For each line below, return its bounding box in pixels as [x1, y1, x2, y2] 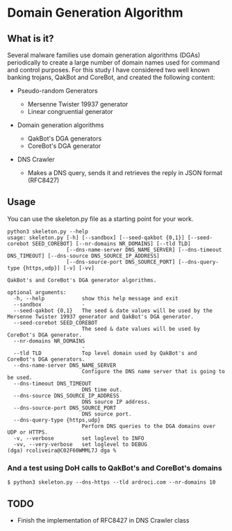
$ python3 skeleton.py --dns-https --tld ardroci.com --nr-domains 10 [7, 479, 216, 486]
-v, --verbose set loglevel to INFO [13, 434, 144, 442]
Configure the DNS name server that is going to [81, 368, 226, 375]
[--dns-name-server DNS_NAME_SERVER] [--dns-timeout [66, 246, 222, 253]
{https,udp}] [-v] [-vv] [22, 264, 95, 272]
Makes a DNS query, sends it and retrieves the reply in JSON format [27, 169, 222, 177]
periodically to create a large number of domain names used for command [7, 58, 220, 67]
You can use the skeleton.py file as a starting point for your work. [7, 214, 194, 223]
